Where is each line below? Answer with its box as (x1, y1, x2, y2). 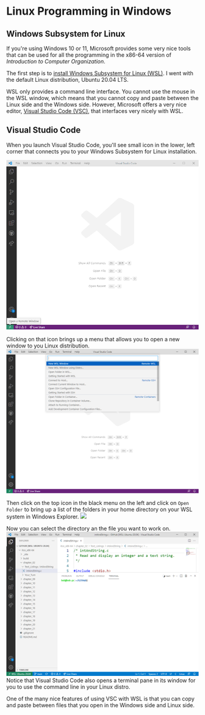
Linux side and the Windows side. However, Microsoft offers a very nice (6, 101, 187, 108)
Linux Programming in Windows (6, 4, 172, 18)
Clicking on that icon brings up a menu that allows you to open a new (6, 336, 180, 343)
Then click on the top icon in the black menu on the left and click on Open (6, 499, 189, 507)
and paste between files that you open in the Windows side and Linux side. (6, 702, 195, 709)
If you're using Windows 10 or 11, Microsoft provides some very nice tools (6, 45, 191, 52)
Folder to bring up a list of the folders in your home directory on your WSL (6, 506, 193, 514)
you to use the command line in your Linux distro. (6, 683, 131, 691)
